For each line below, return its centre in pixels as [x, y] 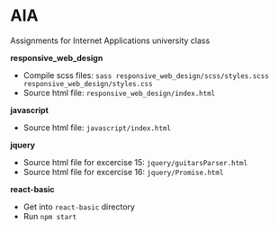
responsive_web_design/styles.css [88, 84]
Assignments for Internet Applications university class [110, 40]
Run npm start [50, 216]
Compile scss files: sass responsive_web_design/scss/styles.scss [146, 75]
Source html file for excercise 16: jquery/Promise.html [123, 172]
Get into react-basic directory [79, 207]
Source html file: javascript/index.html [97, 128]
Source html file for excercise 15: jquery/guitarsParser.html [135, 162]
